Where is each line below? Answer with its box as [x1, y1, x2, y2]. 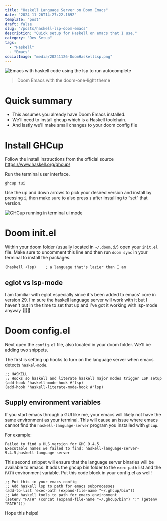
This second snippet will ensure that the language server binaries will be [5, 459, 154, 465]
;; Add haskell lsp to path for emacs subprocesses [5, 484, 115, 489]
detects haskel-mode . [5, 362, 48, 368]
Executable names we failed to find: [5, 446, 84, 451]
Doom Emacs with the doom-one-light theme [17, 77, 111, 83]
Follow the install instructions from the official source [5, 156, 114, 162]
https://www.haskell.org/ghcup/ [5, 161, 71, 168]
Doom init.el [5, 227, 56, 239]
